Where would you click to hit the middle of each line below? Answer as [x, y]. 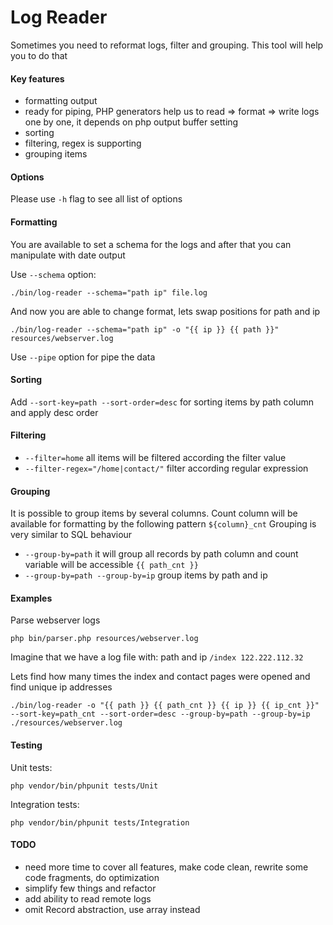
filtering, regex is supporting [83, 143]
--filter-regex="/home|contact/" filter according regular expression [166, 468]
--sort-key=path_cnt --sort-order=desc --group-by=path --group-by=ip [160, 714]
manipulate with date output [68, 255]
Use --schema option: [53, 274]
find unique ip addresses [61, 687]
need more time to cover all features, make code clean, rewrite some [166, 867]
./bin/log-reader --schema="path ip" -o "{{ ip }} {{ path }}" [145, 329]
